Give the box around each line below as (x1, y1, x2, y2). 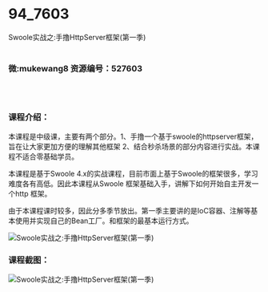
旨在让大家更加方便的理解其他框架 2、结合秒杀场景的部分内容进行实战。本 (8, 141, 254, 151)
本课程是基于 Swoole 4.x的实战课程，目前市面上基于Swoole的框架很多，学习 (8, 168, 258, 178)
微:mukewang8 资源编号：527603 (8, 63, 142, 74)
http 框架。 (14, 189, 52, 198)
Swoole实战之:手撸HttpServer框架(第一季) (8, 32, 146, 42)
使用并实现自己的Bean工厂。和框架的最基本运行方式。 (14, 216, 194, 225)
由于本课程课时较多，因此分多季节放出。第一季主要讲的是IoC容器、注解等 (8, 205, 251, 215)
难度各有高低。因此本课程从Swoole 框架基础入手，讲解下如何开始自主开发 (8, 178, 252, 189)
